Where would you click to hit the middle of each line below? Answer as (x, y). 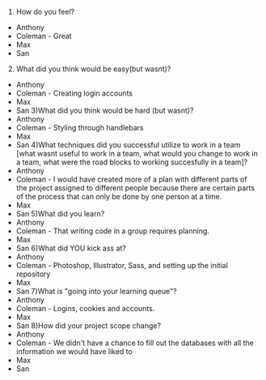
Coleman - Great (44, 36)
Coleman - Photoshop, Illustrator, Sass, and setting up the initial (122, 265)
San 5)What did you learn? (60, 213)
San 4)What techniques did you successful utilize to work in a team (128, 145)
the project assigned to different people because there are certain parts (135, 188)
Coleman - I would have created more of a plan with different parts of (131, 179)
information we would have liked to (74, 351)
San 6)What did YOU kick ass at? (71, 248)
